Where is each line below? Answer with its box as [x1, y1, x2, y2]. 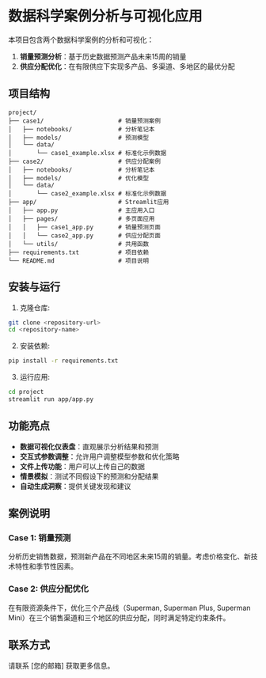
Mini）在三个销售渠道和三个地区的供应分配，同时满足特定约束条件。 [8, 612, 230, 622]
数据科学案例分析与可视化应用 [8, 7, 203, 25]
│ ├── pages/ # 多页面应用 [8, 214, 155, 222]
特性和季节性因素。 [14, 562, 78, 571]
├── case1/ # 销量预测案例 [8, 116, 161, 125]
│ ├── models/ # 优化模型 [8, 174, 149, 182]
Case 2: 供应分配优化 [8, 583, 89, 594]
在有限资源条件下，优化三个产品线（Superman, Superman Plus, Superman [8, 603, 251, 612]
